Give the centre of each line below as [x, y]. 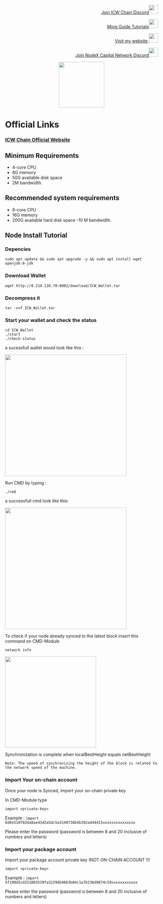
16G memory [25, 215]
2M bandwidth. [27, 183]
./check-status [20, 339]
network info [18, 650]
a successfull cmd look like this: [37, 501]
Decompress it [23, 298]
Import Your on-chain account [41, 780]
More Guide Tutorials [128, 26]
